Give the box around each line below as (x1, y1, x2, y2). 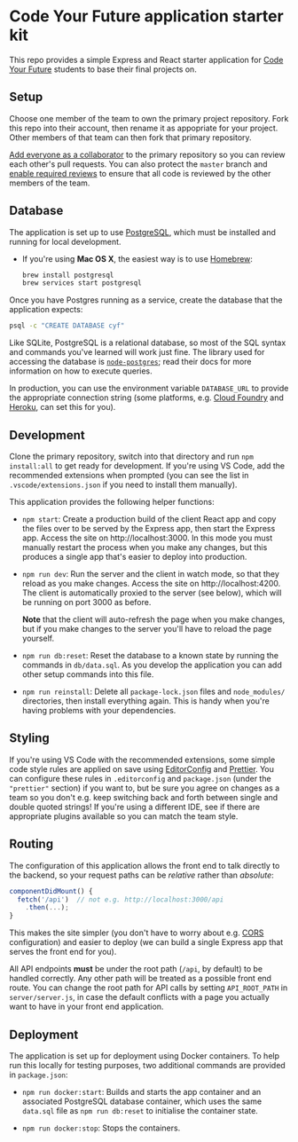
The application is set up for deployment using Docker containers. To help (9, 1050, 280, 1061)
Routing (9, 837, 54, 852)
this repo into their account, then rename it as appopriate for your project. (9, 122, 278, 133)
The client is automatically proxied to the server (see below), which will (21, 587, 282, 598)
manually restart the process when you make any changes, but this (21, 542, 268, 552)
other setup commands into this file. (21, 669, 154, 680)
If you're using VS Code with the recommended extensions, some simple (9, 754, 276, 765)
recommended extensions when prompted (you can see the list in (9, 470, 249, 480)
